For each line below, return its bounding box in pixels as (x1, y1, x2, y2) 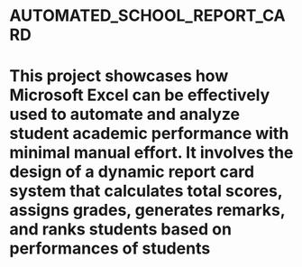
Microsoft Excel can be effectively (9, 85, 270, 106)
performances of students (9, 238, 211, 259)
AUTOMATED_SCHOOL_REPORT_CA (9, 5, 286, 26)
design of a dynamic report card (9, 161, 255, 182)
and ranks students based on (9, 219, 233, 240)
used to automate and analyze (9, 105, 241, 124)
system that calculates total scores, (9, 181, 283, 201)
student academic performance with (9, 124, 289, 144)
